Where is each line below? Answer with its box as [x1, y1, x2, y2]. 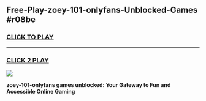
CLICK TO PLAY [6, 33, 54, 42]
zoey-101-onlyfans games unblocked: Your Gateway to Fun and [6, 81, 171, 88]
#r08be [6, 15, 36, 25]
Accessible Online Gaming [6, 88, 75, 95]
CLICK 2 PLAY [6, 56, 49, 64]
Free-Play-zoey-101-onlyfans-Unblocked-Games [6, 5, 198, 15]
